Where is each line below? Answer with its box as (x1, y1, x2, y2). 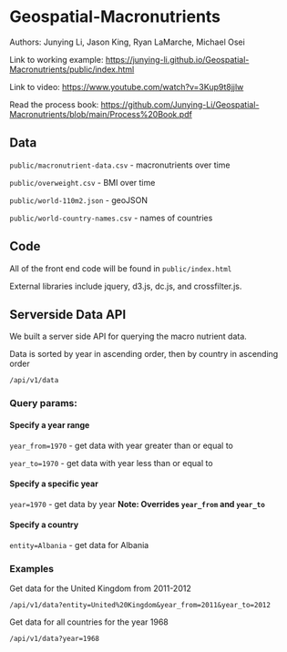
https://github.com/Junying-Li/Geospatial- (100, 98, 260, 110)
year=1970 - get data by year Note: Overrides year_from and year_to (9, 498, 266, 509)
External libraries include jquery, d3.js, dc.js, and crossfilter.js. (9, 280, 242, 291)
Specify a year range (9, 419, 90, 430)
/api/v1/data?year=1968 (9, 635, 100, 644)
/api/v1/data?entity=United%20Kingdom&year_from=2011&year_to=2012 (9, 601, 272, 610)
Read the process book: (9, 98, 99, 110)
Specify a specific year (9, 478, 98, 489)
